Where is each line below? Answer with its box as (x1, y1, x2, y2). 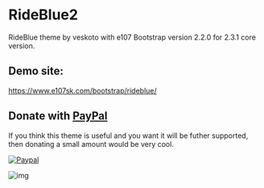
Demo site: (8, 65, 64, 78)
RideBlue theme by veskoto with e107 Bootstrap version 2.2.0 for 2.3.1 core (8, 32, 256, 42)
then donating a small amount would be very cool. (8, 139, 175, 148)
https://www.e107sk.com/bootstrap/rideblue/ (8, 86, 157, 95)
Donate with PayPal (8, 109, 108, 123)
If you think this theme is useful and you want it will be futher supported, (8, 131, 249, 140)
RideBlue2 (8, 6, 79, 24)
